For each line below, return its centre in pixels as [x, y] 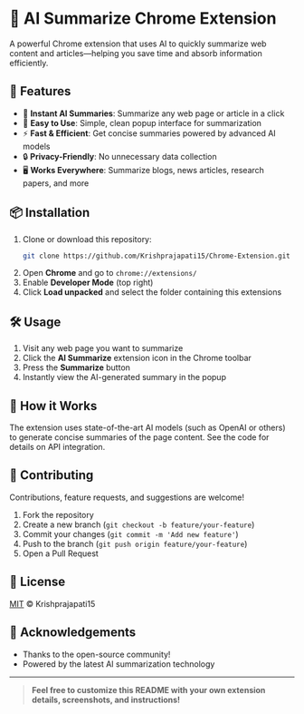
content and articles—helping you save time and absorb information [136, 53]
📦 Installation [50, 213]
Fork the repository [58, 514]
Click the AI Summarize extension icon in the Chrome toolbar [137, 358]
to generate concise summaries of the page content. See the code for [139, 437]
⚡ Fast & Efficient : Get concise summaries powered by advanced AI [149, 133]
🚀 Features [40, 91]
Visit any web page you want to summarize [103, 348]
